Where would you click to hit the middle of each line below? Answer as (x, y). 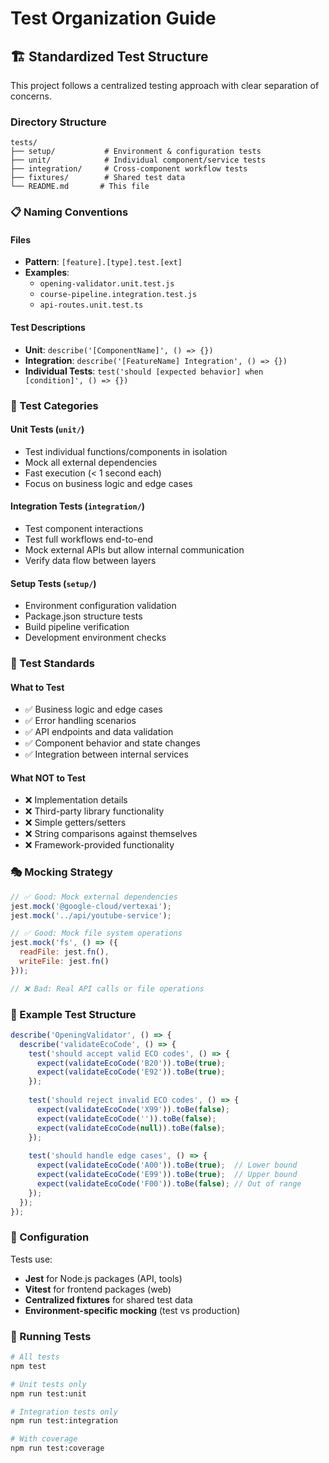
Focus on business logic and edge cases (108, 483)
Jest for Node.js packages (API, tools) (103, 1278)
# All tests (35, 1357)
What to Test (37, 687)
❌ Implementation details (76, 800)
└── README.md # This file (80, 187)
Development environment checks (95, 638)
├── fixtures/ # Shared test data (98, 178)
